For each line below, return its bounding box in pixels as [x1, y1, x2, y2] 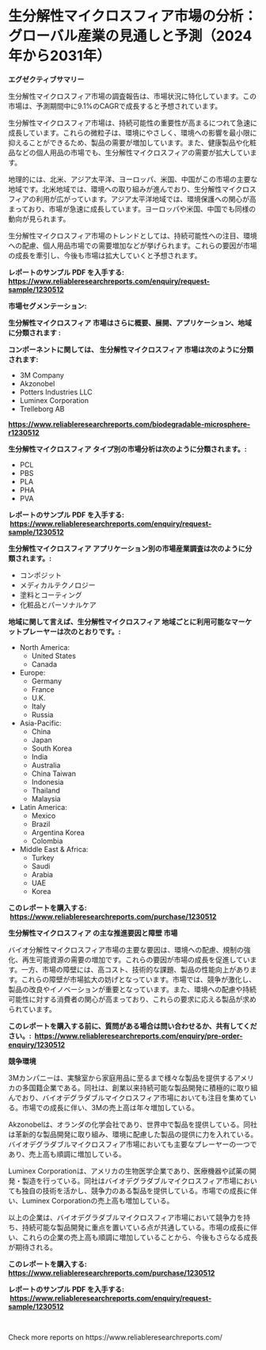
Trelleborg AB [19, 404, 65, 413]
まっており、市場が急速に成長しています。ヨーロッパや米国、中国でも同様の [8, 203, 256, 214]
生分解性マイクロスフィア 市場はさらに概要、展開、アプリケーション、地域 [8, 318, 252, 327]
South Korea [31, 743, 73, 753]
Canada [31, 659, 58, 669]
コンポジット [19, 570, 62, 580]
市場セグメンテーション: [8, 301, 87, 310]
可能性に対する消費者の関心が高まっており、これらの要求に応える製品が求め [8, 994, 257, 1004]
